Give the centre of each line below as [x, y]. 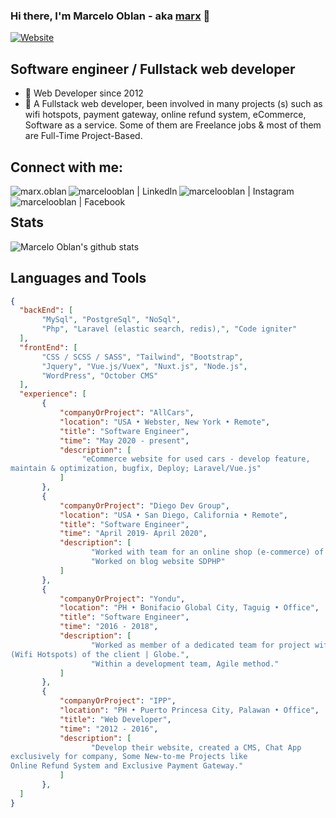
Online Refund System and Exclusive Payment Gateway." [127, 766]
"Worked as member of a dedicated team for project [200, 645]
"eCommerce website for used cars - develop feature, [196, 459]
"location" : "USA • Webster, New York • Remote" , [165, 422]
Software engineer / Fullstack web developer [153, 69]
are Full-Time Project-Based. [83, 136]
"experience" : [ [53, 394]
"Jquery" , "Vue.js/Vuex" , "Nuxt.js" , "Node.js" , [144, 366]
